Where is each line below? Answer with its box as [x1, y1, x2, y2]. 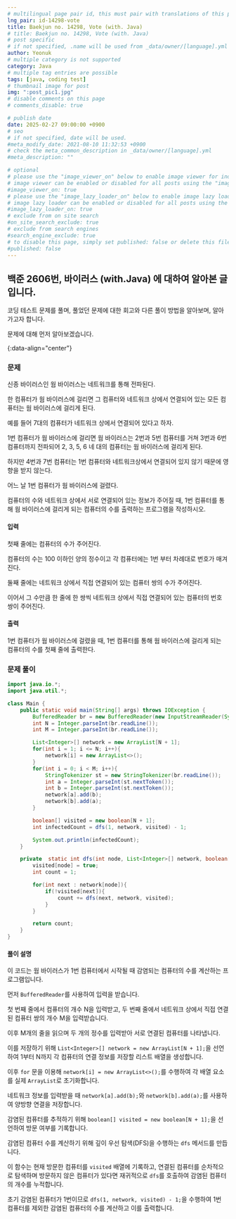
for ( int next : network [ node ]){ [32, 881, 128, 889]
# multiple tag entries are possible [7, 69, 118, 76]
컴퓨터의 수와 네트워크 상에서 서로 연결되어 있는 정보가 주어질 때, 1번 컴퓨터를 [7, 496, 218, 505]
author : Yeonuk [7, 50, 52, 57]
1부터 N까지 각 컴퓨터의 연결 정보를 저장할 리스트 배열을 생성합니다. [20, 1053, 204, 1061]
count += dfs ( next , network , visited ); [57, 895, 174, 902]
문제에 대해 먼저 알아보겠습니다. [7, 330, 94, 339]
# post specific [7, 37, 55, 44]
